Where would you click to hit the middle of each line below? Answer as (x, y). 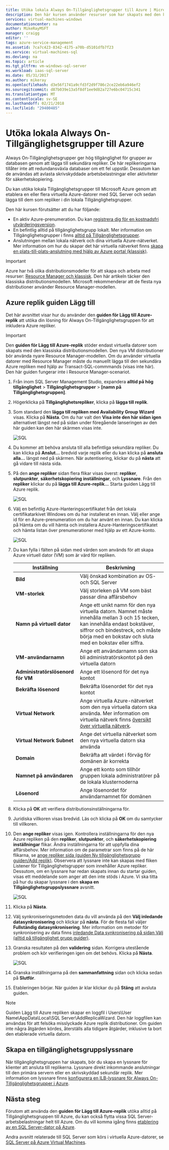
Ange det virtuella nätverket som (118, 734)
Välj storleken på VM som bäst (116, 590)
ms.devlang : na (22, 57)
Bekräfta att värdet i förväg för (115, 755)
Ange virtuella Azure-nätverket (117, 701)
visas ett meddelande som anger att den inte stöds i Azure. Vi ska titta (85, 876)
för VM (24, 678)
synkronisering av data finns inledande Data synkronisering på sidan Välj (88, 932)
